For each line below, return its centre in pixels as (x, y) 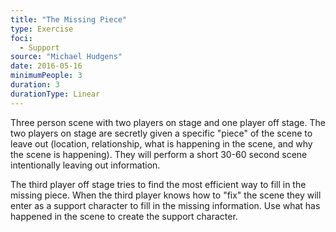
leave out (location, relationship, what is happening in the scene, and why (161, 143)
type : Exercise (42, 29)
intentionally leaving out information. (85, 165)
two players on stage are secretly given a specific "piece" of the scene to (161, 133)
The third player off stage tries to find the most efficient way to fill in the (158, 184)
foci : (21, 38)
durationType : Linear (55, 94)
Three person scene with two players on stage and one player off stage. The (168, 122)
